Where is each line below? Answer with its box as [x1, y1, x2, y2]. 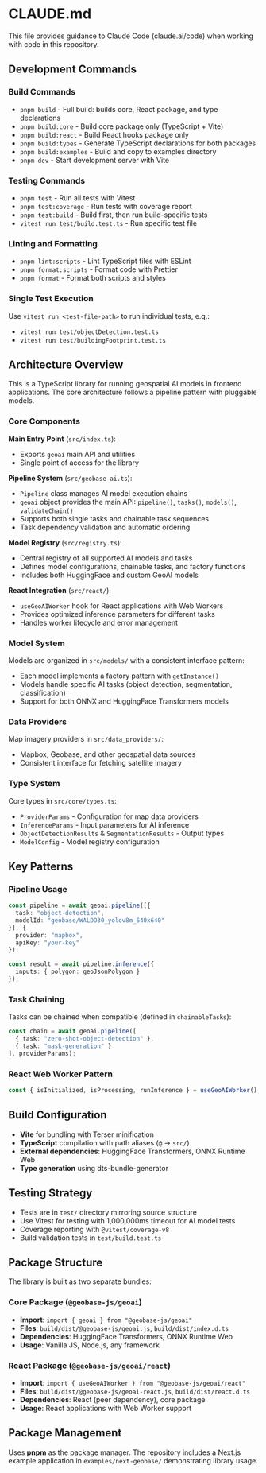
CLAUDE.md [8, 5, 92, 23]
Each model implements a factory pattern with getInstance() [19, 671, 220, 680]
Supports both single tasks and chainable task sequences [19, 514, 209, 523]
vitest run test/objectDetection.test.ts [19, 328, 159, 336]
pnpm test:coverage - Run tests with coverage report [19, 201, 192, 211]
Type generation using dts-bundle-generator [19, 1163, 169, 1173]
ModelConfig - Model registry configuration [19, 836, 160, 847]
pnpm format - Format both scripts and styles [19, 273, 167, 283]
